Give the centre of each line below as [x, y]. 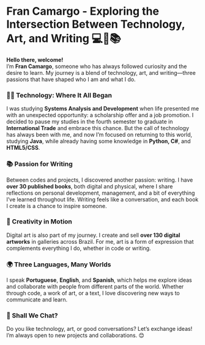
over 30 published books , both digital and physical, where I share [90, 186]
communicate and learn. [37, 300]
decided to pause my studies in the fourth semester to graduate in [90, 122]
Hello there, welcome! [35, 60]
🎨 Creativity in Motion [39, 222]
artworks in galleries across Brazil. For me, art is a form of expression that [100, 241]
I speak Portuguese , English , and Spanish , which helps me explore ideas [99, 280]
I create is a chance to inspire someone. [57, 206]
